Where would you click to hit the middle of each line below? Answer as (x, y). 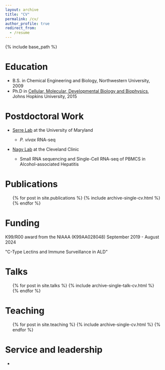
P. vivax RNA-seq (38, 140)
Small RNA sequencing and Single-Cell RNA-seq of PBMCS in (82, 159)
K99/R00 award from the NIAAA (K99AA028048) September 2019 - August (82, 237)
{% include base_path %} (31, 47)
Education (27, 67)
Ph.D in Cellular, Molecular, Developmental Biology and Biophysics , (81, 91)
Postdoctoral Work (45, 116)
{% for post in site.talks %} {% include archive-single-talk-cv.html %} (83, 285)
